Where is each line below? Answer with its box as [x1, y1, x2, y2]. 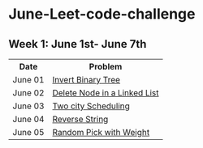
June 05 [12, 127, 45, 137]
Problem [89, 61, 123, 72]
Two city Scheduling [52, 100, 130, 112]
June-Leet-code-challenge [8, 5, 196, 23]
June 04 [12, 114, 45, 125]
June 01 [12, 74, 45, 85]
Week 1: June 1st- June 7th [8, 37, 147, 51]
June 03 [12, 100, 45, 112]
